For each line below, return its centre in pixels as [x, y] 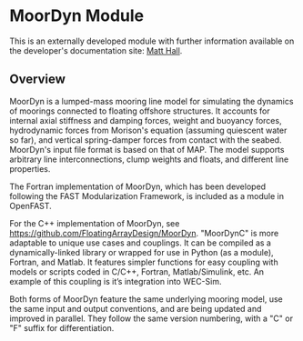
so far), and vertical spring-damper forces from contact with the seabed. [146, 140]
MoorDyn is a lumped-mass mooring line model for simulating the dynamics [151, 101]
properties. [30, 168]
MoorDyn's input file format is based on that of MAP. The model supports [147, 149]
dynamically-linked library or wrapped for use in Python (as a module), [142, 252]
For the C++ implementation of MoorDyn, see [95, 223]
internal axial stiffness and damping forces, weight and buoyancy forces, [146, 120]
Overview [38, 80]
